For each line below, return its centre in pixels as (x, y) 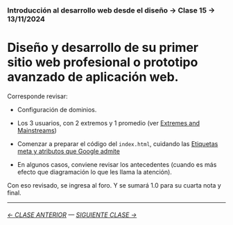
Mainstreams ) (37, 130)
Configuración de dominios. (57, 109)
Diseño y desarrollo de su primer (103, 48)
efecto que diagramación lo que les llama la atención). (94, 172)
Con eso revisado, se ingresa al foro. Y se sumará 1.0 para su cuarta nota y (114, 185)
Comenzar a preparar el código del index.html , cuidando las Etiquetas (118, 143)
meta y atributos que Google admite (68, 151)
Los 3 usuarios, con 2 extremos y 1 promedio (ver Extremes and (108, 123)
